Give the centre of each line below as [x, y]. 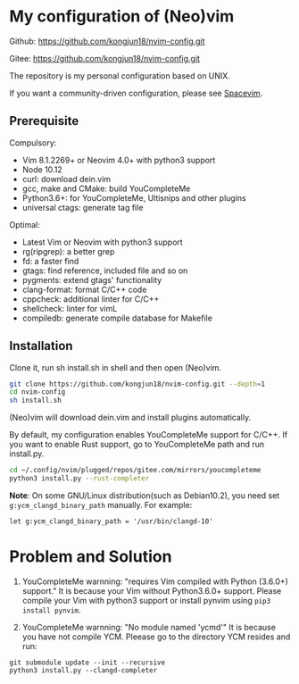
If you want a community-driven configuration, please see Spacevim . [136, 93]
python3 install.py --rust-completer [79, 479]
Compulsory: [33, 142]
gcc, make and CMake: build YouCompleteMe [106, 188]
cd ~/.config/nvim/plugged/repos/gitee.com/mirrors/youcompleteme [135, 471]
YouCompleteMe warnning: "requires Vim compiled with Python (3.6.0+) [155, 581]
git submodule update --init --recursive [87, 663]
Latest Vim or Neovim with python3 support [102, 242]
